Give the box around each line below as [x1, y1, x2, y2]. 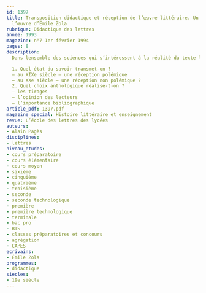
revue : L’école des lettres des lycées [6, 117, 109, 123]
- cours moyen [6, 163, 43, 169]
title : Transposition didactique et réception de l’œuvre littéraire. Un [6, 15, 199, 21]
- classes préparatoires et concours [6, 232, 103, 238]
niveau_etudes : [6, 146, 45, 152]
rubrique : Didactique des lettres [6, 26, 95, 33]
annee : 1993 [6, 32, 37, 38]
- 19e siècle [6, 277, 40, 283]
